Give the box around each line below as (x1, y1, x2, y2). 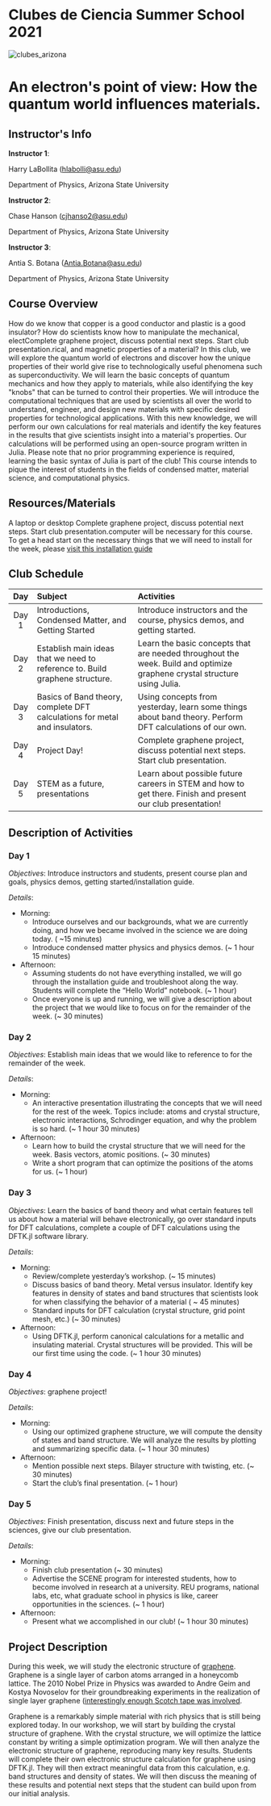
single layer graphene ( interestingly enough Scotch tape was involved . (8, 1696, 243, 1706)
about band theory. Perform (137, 712, 244, 723)
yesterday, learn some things (137, 701, 248, 712)
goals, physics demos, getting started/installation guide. (8, 877, 195, 887)
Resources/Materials (8, 497, 116, 510)
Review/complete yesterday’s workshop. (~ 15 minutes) (31, 1270, 216, 1281)
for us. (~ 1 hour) (31, 1167, 88, 1177)
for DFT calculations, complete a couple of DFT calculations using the (8, 1222, 240, 1233)
